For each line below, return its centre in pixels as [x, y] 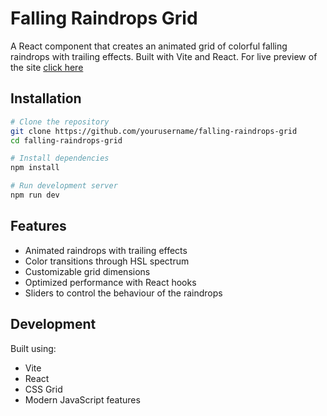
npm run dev [35, 195]
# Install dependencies [60, 158]
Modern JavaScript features [82, 399]
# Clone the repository [60, 122]
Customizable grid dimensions [87, 271]
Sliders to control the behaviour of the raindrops [123, 293]
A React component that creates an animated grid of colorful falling [149, 46]
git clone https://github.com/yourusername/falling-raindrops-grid [154, 131]
